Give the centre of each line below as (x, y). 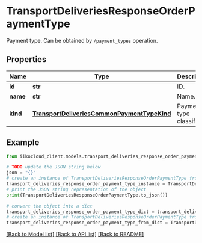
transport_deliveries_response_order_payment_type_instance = (86, 184)
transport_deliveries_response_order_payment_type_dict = (80, 212)
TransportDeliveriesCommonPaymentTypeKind (102, 114)
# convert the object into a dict (50, 206)
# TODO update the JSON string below (54, 167)
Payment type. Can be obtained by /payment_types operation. (82, 40)
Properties (26, 59)
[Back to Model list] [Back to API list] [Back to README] (75, 234)
